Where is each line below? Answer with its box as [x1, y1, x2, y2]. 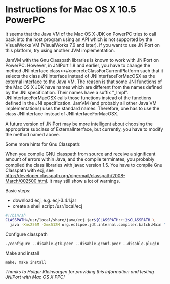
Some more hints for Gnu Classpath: [5, 141, 81, 147]
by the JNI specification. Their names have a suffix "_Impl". [5, 89, 129, 95]
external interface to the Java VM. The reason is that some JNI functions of [5, 78, 162, 85]
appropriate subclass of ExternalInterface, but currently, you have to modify [5, 126, 163, 132]
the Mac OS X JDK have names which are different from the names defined [5, 84, 162, 90]
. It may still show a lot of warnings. [47, 178, 120, 184]
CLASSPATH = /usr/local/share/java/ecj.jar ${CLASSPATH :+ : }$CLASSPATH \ [5, 217, 155, 222]
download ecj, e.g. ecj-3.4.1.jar [12, 197, 77, 204]
